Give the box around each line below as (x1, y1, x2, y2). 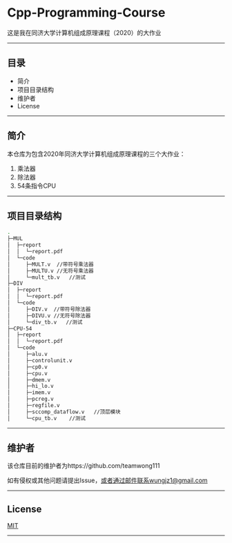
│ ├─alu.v (7, 351, 48, 357)
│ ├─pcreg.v (7, 395, 54, 403)
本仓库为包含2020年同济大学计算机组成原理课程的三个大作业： (7, 150, 186, 158)
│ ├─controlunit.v (7, 357, 72, 364)
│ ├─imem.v (7, 389, 51, 396)
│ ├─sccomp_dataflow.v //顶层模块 (7, 408, 121, 415)
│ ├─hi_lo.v (7, 383, 54, 390)
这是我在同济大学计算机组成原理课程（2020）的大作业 (7, 28, 162, 37)
